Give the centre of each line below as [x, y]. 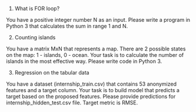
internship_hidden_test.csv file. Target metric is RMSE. [72, 103]
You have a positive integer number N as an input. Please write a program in [98, 20]
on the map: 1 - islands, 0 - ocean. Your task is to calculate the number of [95, 55]
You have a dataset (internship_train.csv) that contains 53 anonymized [92, 84]
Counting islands [35, 37]
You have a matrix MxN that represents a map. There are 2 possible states [96, 49]
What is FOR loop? [37, 9]
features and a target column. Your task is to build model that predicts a [93, 90]
